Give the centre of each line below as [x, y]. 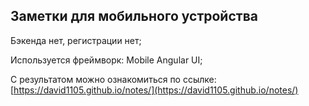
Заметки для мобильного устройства [134, 16]
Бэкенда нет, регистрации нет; [76, 40]
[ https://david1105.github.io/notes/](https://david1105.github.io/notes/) [154, 90]
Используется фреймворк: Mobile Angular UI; [106, 60]
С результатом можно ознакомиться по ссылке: [113, 79]
